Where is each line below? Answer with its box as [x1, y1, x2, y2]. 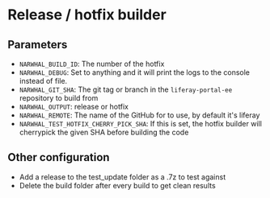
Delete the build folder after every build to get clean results [19, 180, 216, 190]
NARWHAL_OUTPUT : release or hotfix [19, 102, 129, 111]
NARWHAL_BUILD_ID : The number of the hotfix [19, 59, 165, 68]
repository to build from [19, 93, 99, 102]
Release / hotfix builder [7, 6, 167, 24]
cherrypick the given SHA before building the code [19, 127, 189, 137]
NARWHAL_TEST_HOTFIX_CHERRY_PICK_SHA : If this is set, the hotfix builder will [19, 119, 262, 128]
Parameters [7, 38, 68, 52]
